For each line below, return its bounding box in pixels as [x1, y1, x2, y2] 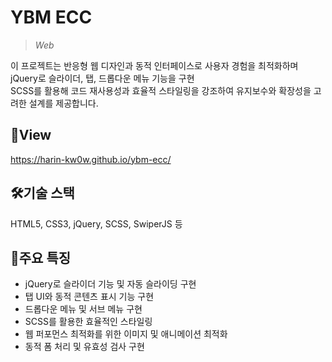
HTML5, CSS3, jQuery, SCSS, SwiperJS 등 [10, 217, 183, 230]
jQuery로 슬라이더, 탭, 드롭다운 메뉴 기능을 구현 [10, 72, 195, 84]
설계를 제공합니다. [28, 97, 99, 109]
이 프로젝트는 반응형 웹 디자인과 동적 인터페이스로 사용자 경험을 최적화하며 [10, 59, 299, 71]
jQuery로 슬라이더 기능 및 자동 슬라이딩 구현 [24, 278, 197, 290]
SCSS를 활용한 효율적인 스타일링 [24, 316, 153, 328]
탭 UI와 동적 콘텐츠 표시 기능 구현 [24, 291, 155, 303]
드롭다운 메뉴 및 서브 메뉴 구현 [24, 303, 143, 315]
